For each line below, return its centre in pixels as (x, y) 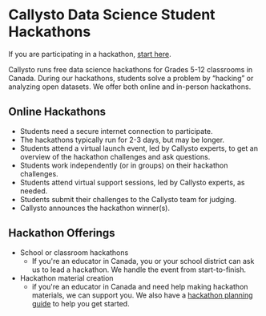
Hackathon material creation (66, 278)
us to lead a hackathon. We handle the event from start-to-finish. (139, 269)
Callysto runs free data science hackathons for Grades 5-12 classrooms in (131, 69)
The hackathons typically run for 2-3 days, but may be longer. (122, 140)
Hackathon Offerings (62, 233)
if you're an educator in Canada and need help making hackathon (140, 286)
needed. (34, 191)
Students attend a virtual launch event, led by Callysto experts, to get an (139, 148)
